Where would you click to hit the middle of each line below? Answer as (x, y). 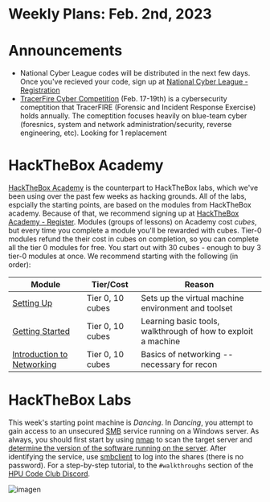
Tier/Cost (110, 285)
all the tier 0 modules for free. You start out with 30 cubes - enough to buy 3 (135, 248)
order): (20, 265)
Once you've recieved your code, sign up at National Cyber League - (134, 82)
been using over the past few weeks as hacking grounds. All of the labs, (127, 196)
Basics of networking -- (187, 355)
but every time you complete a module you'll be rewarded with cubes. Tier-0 (135, 231)
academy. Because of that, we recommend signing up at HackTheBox (124, 213)
